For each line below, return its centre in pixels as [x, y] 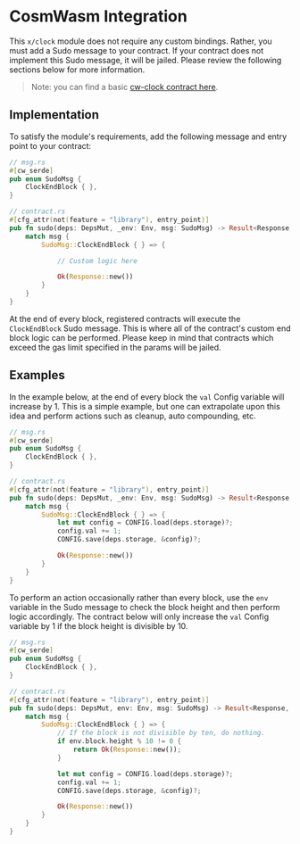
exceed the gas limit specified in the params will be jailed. [115, 347]
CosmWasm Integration [98, 17]
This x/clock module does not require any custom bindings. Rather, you [141, 41]
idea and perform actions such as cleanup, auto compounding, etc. [133, 416]
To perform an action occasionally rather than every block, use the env [139, 597]
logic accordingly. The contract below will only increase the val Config [139, 616]
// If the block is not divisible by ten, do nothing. [161, 733]
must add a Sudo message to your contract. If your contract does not [137, 50]
